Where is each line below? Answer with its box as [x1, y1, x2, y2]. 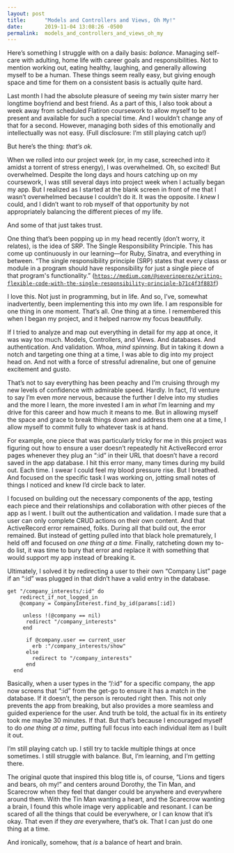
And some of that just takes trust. [7, 221, 103, 230]
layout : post [7, 10, 45, 17]
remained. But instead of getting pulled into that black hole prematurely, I [7, 531, 217, 540]
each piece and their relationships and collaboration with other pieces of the [7, 502, 226, 510]
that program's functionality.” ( [7, 272, 95, 280]
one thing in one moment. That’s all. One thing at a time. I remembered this [7, 307, 221, 315]
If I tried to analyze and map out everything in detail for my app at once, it [7, 328, 218, 336]
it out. [7, 731, 24, 739]
